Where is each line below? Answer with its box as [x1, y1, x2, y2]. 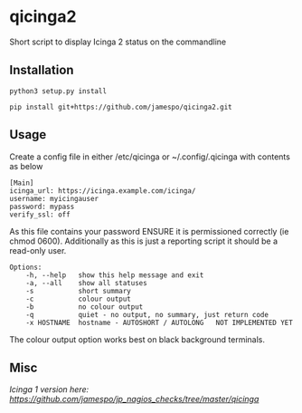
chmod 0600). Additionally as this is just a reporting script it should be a [9, 235, 278, 246]
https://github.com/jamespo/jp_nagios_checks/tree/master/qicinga [9, 394, 260, 405]
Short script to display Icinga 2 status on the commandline [9, 36, 227, 47]
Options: [9, 263, 42, 272]
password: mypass [9, 202, 75, 211]
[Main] [9, 178, 34, 187]
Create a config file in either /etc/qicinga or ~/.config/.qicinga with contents [9, 151, 291, 162]
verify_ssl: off [9, 210, 71, 219]
